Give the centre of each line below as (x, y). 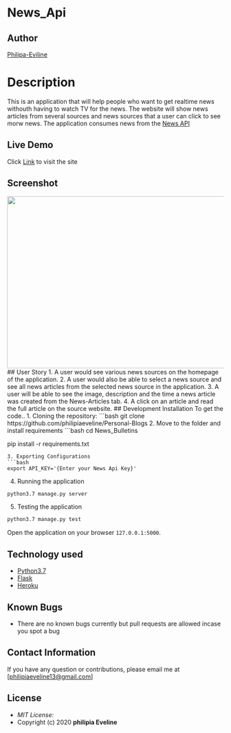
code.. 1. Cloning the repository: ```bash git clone (76, 416)
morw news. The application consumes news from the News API (99, 123)
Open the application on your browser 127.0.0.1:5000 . (84, 533)
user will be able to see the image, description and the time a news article (111, 394)
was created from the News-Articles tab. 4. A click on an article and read (110, 401)
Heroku (27, 586)
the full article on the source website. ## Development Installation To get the (115, 408)
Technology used (45, 554)
